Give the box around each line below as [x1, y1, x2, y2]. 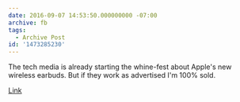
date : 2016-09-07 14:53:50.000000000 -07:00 [8, 11, 158, 20]
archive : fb [8, 19, 48, 27]
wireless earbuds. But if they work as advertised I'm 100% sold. [8, 71, 216, 80]
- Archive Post [15, 33, 66, 42]
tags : [8, 26, 26, 34]
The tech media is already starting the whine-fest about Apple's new [8, 62, 232, 71]
